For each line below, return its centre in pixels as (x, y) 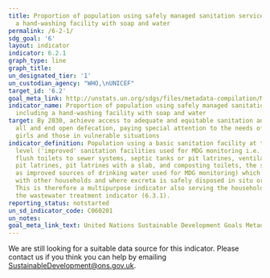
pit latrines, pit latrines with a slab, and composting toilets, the (136, 166)
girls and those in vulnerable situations (88, 135)
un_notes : (25, 218)
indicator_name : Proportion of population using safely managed (118, 106)
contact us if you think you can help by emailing (88, 257)
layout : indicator (39, 46)
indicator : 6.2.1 (37, 53)
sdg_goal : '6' (32, 38)
